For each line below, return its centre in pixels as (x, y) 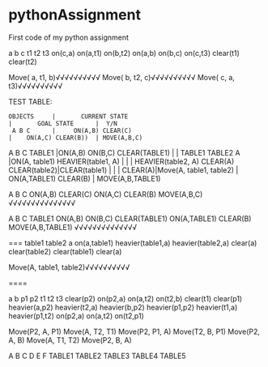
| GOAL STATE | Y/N (63, 123)
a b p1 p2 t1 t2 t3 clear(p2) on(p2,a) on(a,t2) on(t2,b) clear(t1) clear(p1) (125, 298)
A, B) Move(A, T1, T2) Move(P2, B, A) (70, 340)
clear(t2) (23, 62)
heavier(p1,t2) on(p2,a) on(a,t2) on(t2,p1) (76, 316)
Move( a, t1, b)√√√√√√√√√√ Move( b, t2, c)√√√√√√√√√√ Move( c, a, (121, 77)
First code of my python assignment (69, 37)
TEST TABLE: (30, 101)
